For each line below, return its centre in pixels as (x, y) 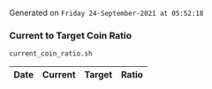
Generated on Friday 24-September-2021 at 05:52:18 (106, 13)
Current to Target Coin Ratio (71, 35)
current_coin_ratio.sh (51, 54)
